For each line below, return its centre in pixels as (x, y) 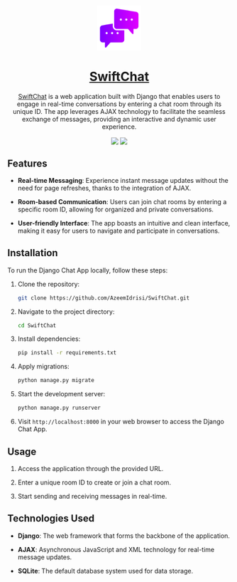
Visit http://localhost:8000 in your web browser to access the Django (121, 422)
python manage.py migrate (56, 381)
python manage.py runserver (59, 408)
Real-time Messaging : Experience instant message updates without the (123, 180)
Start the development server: (61, 394)
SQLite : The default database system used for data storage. (105, 571)
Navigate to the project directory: (66, 312)
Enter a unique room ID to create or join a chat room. (94, 482)
